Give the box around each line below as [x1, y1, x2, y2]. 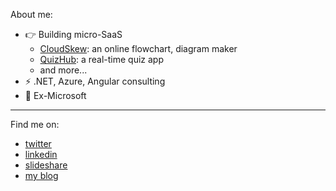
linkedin [24, 149, 58, 160]
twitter [24, 138, 52, 149]
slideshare [24, 159, 68, 171]
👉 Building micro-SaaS [24, 29, 123, 40]
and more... [39, 64, 88, 76]
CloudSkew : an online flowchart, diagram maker [39, 43, 238, 54]
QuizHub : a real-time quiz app [39, 54, 165, 65]
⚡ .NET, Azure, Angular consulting [24, 75, 166, 87]
